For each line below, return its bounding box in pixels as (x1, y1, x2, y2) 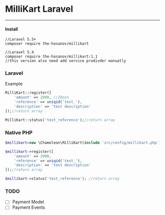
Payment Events (12, 205, 45, 211)
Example (5, 81, 23, 87)
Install (5, 26, 18, 32)
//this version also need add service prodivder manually (5, 58, 126, 63)
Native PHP (5, 129, 33, 136)
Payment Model (12, 199, 44, 205)
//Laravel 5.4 (5, 50, 34, 55)
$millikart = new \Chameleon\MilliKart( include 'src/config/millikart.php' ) (5, 140, 162, 145)
